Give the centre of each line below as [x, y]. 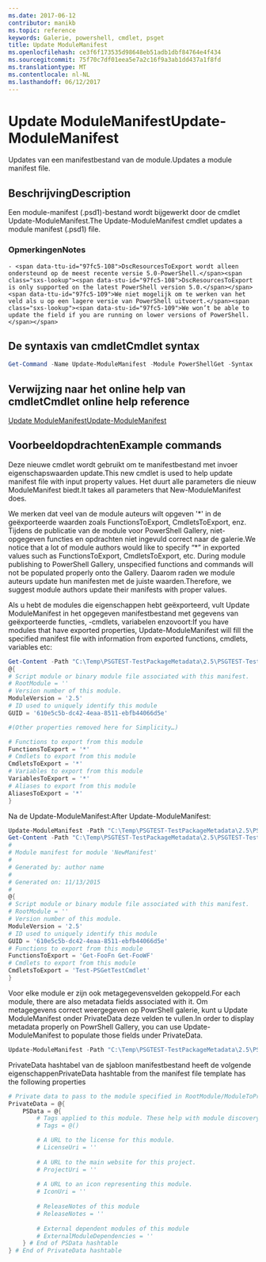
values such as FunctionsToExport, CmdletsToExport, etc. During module [127, 555]
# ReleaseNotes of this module [88, 1206]
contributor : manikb [42, 23]
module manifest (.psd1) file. [55, 229]
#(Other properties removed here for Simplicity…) [93, 727]
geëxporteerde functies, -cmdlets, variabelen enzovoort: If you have [119, 621]
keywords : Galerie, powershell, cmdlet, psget [86, 38]
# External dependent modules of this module [113, 1229]
